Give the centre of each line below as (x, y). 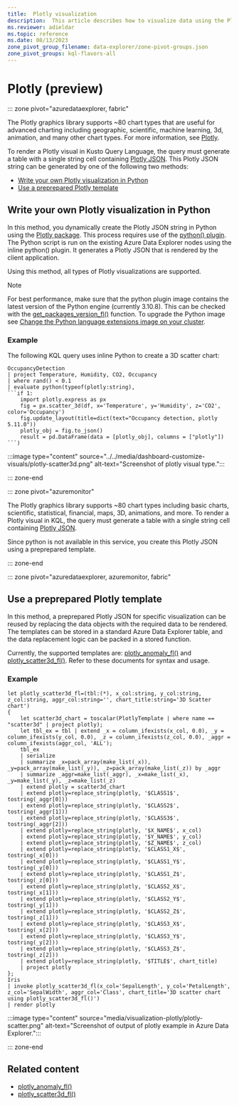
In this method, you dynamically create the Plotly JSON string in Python (112, 227)
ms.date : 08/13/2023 (38, 41)
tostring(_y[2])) (33, 943)
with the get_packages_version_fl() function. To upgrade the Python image (116, 314)
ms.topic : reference (38, 34)
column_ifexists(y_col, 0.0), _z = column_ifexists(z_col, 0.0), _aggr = (119, 737)
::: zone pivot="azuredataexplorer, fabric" (68, 108)
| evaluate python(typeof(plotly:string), (71, 387)
